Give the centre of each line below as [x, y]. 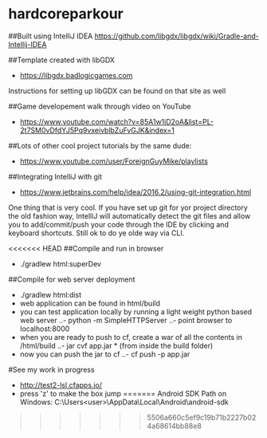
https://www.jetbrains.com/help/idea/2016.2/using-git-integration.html [135, 191]
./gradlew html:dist [51, 294]
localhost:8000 [45, 329]
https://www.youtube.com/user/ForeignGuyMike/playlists [114, 161]
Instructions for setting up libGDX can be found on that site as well [117, 91]
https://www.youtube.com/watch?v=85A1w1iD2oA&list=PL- [116, 121]
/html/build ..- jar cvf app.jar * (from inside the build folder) [116, 345]
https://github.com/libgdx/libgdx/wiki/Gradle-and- [177, 36]
